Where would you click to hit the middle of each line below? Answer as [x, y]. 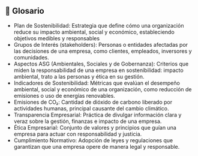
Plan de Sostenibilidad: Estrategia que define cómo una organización [99, 25]
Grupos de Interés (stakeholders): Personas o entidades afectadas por [101, 44]
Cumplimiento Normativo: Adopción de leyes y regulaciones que [93, 140]
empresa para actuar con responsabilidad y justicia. [78, 134]
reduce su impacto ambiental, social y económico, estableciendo [94, 32]
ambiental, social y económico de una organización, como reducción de [103, 89]
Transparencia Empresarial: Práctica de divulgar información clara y [97, 115]
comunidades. [31, 57]
